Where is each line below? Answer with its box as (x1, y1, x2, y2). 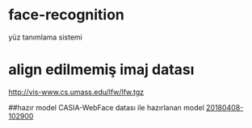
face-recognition (8, 6, 125, 24)
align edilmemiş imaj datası (8, 60, 195, 79)
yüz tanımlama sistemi (8, 32, 82, 42)
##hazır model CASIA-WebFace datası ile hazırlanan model (8, 102, 204, 112)
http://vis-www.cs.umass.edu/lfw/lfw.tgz (8, 87, 145, 97)
